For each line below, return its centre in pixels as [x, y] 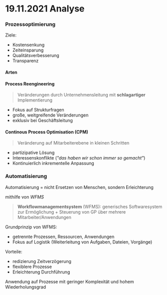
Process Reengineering [30, 83]
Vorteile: [14, 251]
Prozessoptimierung [30, 24]
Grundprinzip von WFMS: [31, 227]
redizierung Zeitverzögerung [42, 261]
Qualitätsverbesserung [36, 55]
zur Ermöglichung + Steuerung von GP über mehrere [72, 212]
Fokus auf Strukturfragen [38, 110]
